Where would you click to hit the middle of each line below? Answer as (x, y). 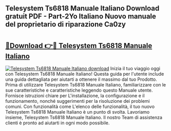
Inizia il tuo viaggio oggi (135, 68)
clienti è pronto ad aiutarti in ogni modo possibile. (58, 123)
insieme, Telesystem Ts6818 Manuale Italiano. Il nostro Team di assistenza (84, 117)
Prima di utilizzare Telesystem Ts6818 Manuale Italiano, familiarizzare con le (86, 85)
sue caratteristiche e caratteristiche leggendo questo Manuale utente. (79, 90)
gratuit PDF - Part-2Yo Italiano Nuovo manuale (81, 17)
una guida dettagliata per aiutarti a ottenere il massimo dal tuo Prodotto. (81, 79)
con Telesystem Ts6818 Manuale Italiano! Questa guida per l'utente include (85, 74)
